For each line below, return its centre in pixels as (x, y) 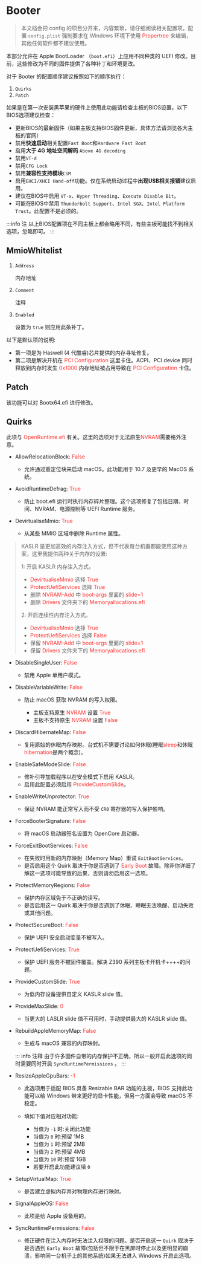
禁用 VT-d (26, 158)
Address (24, 266)
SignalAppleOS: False (42, 1203)
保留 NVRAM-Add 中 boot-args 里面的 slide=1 (87, 643)
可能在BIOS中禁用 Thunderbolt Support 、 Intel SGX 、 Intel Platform (100, 203)
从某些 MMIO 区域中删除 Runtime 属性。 (74, 533)
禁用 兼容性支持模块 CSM (43, 173)
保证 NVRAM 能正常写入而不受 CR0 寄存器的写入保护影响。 (96, 809)
